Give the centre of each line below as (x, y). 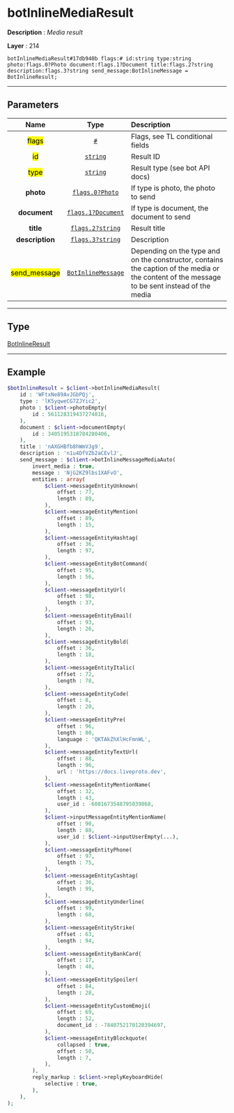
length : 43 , (76, 798)
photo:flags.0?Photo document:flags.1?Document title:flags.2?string (110, 64)
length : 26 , (76, 629)
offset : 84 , (76, 986)
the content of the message (176, 277)
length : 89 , (76, 499)
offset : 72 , (76, 674)
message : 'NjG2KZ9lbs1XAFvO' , (78, 473)
